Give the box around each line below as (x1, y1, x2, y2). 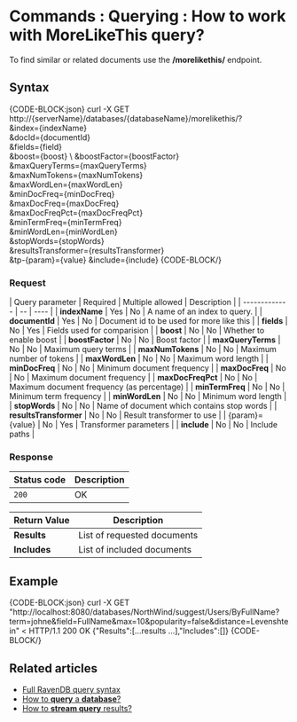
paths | (9, 428, 35, 440)
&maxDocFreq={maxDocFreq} (9, 198, 120, 208)
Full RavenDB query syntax (21, 684, 121, 695)
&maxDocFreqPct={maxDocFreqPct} (9, 207, 144, 218)
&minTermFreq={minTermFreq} (9, 216, 122, 227)
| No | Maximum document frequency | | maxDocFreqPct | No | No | (9, 373, 258, 383)
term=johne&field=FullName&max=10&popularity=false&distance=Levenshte (9, 616, 289, 627)
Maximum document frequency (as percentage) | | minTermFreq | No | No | (9, 381, 285, 392)
